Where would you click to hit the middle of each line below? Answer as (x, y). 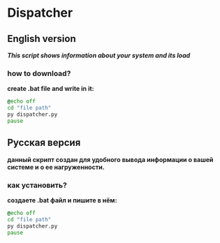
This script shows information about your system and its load (99, 55)
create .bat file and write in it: (51, 89)
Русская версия (44, 143)
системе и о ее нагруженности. (56, 167)
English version (42, 39)
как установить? (37, 185)
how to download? (39, 73)
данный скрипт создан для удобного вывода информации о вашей (110, 159)
